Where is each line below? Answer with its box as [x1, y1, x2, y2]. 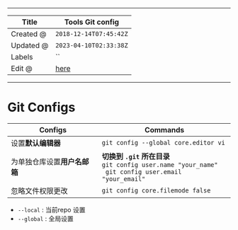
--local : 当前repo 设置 [17, 205, 86, 214]
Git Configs [7, 100, 76, 115]
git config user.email [105, 168, 182, 176]
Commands [144, 125, 185, 134]
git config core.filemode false [101, 186, 211, 195]
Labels [11, 52, 33, 62]
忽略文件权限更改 [11, 185, 69, 195]
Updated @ [11, 40, 49, 50]
